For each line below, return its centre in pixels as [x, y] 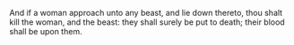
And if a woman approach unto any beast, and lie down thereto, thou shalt [146, 13]
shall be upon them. [46, 31]
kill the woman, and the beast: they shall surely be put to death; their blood [147, 22]
